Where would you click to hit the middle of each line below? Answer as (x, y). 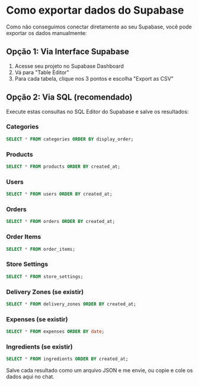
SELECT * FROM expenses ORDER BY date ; (55, 332)
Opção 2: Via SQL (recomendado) (69, 98)
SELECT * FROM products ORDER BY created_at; (63, 167)
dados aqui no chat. (31, 377)
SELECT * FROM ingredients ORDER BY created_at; (67, 359)
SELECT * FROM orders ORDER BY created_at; (61, 222)
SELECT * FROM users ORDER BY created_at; (59, 194)
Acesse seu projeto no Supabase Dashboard (69, 66)
